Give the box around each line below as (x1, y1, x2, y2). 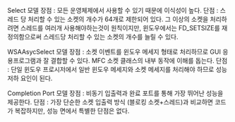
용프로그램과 (7, 56, 42, 65)
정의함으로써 (7, 32, 42, 41)
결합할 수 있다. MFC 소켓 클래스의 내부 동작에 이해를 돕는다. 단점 (50, 56, 228, 65)
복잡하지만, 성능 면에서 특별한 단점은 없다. (14, 106, 130, 115)
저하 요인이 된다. (7, 74, 53, 83)
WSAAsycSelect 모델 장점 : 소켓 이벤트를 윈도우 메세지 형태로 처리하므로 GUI (7, 48, 221, 56)
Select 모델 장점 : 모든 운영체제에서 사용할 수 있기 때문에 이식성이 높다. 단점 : (7, 6, 219, 14)
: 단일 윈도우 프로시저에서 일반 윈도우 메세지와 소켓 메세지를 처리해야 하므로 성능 (7, 66, 228, 73)
